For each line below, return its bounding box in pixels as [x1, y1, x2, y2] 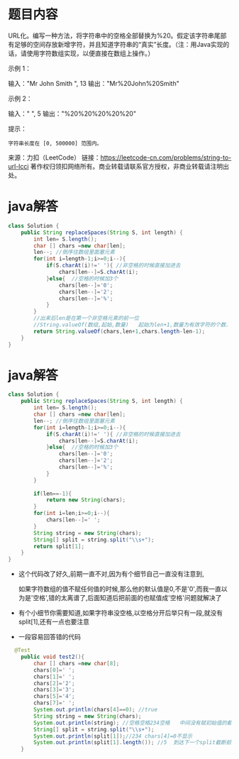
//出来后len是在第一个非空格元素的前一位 [33, 315, 140, 322]
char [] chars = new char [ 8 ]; [33, 660, 120, 667]
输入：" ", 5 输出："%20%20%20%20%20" [8, 109, 137, 118]
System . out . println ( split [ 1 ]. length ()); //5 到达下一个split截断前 [33, 739, 232, 746]
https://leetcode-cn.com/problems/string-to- [100, 153, 232, 162]
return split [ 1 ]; [33, 543, 84, 550]
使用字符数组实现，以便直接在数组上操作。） [26, 49, 155, 57]
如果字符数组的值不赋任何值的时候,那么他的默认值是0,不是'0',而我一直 [18, 585, 222, 593]
